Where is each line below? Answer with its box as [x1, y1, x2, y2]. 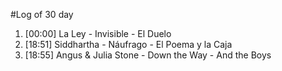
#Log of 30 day [10, 9, 74, 20]
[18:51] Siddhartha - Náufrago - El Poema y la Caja [24, 39, 233, 50]
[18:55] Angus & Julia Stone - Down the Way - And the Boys [24, 49, 272, 61]
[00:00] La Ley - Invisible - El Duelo [24, 28, 172, 39]
